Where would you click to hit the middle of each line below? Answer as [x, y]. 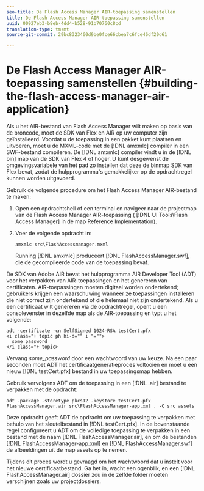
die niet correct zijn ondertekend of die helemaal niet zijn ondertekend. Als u [102, 300]
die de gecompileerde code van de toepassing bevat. [82, 262]
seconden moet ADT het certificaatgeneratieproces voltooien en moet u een [102, 365]
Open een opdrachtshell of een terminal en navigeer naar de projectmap [106, 209]
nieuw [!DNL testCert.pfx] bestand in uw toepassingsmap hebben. [90, 371]
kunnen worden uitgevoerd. [41, 179]
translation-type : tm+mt [38, 29]
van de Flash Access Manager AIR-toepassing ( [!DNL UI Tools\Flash [101, 215]
